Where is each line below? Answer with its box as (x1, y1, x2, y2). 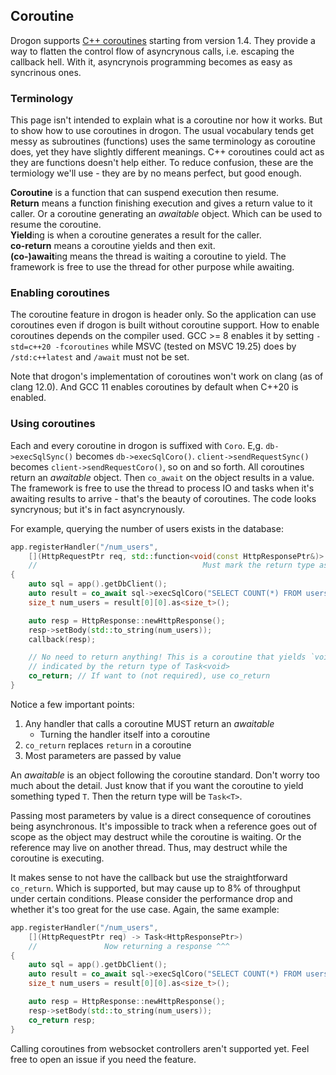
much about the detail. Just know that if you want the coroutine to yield (10, 779, 304, 791)
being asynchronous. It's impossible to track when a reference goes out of (10, 820, 318, 832)
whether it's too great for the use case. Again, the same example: (10, 903, 280, 915)
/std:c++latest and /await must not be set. (10, 351, 190, 363)
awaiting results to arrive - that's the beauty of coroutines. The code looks (10, 492, 317, 504)
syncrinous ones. (10, 66, 82, 78)
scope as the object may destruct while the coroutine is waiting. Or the (10, 830, 302, 843)
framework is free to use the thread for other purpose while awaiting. (10, 261, 295, 273)
